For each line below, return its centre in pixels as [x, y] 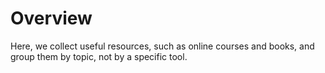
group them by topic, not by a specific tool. [99, 56]
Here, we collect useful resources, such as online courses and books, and [162, 46]
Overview [51, 18]
